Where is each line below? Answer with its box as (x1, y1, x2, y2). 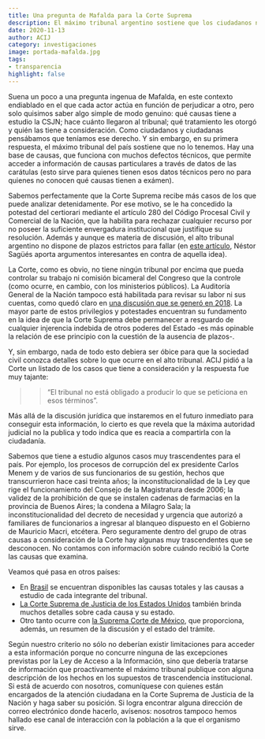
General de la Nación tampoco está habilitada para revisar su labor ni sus (8, 289, 246, 299)
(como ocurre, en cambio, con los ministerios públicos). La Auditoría (8, 281, 230, 291)
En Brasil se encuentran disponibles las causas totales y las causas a (19, 582, 244, 592)
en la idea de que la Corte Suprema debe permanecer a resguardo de (8, 314, 234, 324)
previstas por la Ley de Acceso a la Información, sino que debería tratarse (8, 655, 248, 666)
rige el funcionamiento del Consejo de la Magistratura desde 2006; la (8, 485, 234, 494)
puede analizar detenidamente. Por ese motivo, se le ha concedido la (8, 199, 233, 209)
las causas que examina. (8, 551, 88, 561)
